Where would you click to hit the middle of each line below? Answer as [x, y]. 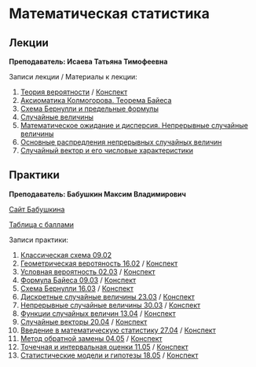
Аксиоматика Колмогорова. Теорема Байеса [96, 100]
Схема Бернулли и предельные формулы [90, 108]
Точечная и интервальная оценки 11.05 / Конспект [104, 347]
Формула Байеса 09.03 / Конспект [78, 280]
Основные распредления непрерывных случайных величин [121, 142]
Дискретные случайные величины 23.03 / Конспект [108, 296]
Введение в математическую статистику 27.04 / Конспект [118, 330]
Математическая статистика [110, 14]
